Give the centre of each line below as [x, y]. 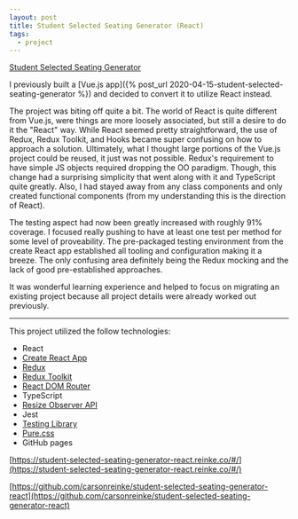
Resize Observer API [59, 405]
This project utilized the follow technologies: [90, 331]
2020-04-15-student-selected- [227, 84]
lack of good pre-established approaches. [86, 270]
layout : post [33, 17]
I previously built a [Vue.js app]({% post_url [89, 84]
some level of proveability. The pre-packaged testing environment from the [146, 241]
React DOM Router [56, 386]
